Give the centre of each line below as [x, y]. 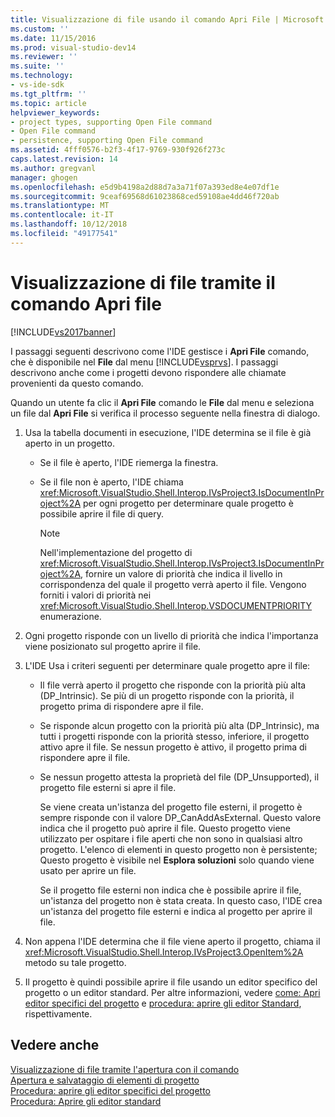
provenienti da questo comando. [77, 383]
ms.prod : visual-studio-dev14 [73, 47]
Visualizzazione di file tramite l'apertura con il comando [125, 1069]
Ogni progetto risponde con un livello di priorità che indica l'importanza [171, 635]
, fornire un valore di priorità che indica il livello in [181, 573]
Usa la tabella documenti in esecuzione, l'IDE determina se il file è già [168, 432]
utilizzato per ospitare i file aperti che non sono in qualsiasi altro [171, 838]
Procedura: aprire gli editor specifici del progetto [110, 1090]
